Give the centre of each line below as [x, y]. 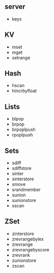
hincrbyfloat [24, 91]
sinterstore [23, 179]
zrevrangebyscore [30, 249]
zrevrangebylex [28, 239]
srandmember [26, 190]
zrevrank [21, 255]
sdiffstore [22, 168]
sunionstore [24, 200]
